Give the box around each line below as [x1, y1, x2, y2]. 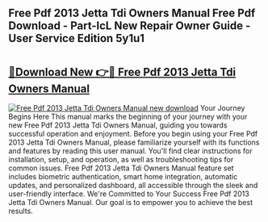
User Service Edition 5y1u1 [8, 31, 145, 45]
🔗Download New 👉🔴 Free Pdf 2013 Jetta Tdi [8, 65, 237, 79]
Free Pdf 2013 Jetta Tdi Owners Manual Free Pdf [8, 6, 256, 20]
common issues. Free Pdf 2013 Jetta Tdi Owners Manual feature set [8, 163, 234, 173]
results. [8, 206, 34, 216]
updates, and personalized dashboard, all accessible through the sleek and [8, 181, 258, 190]
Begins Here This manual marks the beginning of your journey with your [8, 112, 248, 121]
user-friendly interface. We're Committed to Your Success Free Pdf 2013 [8, 189, 250, 199]
